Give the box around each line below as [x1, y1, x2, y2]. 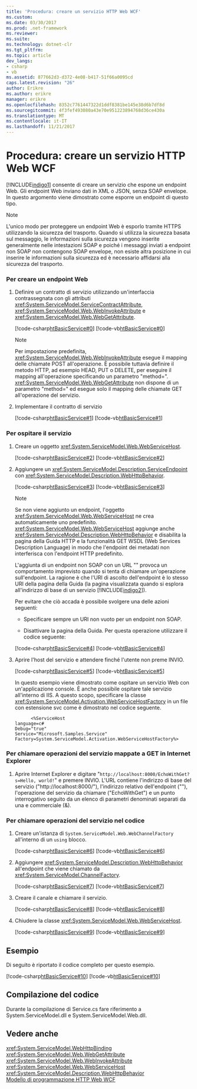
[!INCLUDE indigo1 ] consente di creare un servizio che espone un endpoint [6, 181, 187, 188]
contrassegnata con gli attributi [14, 295, 91, 302]
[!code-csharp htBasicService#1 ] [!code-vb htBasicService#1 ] [14, 414, 163, 422]
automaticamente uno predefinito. [14, 518, 97, 525]
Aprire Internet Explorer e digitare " [14, 770, 100, 777]
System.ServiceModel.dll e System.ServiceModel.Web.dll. [6, 1012, 147, 1019]
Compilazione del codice [6, 990, 99, 1000]
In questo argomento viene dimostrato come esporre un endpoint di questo [6, 193, 189, 200]
